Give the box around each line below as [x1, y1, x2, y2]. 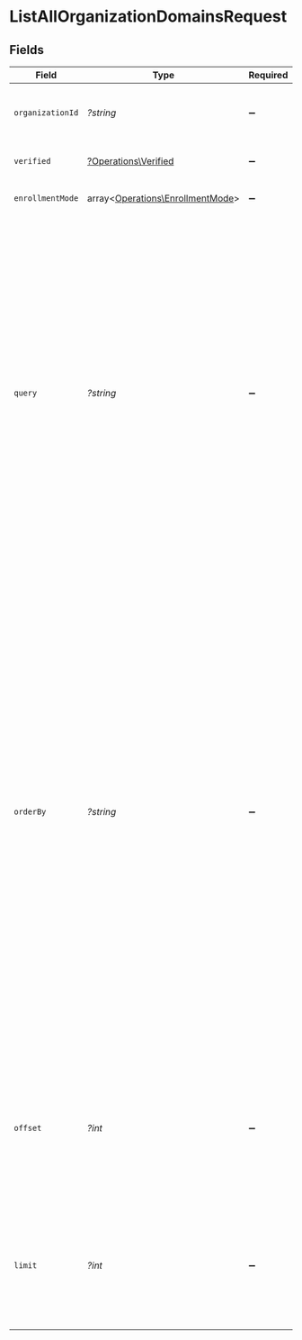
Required [248, 69, 289, 81]
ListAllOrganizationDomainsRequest [9, 6, 288, 27]
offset [13, 1123, 42, 1133]
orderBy [13, 807, 47, 817]
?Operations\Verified [86, 155, 174, 167]
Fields [9, 42, 45, 58]
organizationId [13, 108, 79, 118]
